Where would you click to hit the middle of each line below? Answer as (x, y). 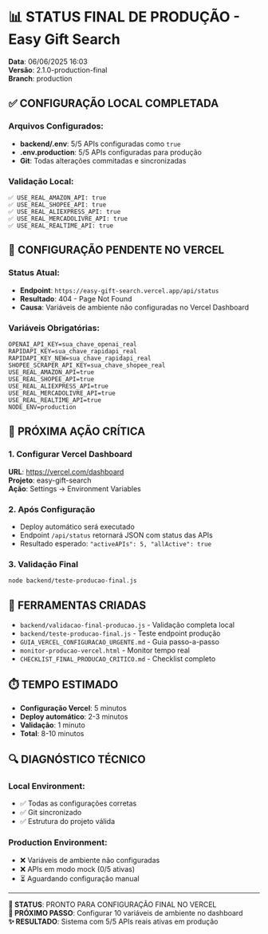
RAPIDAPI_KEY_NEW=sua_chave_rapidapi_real (80, 358)
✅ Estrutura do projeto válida (67, 822)
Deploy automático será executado (77, 526)
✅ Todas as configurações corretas (78, 803)
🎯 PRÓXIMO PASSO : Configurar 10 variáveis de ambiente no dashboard (126, 912)
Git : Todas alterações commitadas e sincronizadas (103, 160)
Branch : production (41, 78)
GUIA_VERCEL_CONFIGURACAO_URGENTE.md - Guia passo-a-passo (119, 641)
